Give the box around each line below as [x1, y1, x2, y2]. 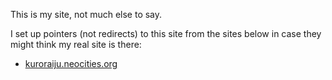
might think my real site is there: [10, 39, 142, 50]
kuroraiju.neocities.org [24, 58, 118, 69]
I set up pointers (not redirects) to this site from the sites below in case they [10, 28, 322, 39]
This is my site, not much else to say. [10, 9, 163, 20]
